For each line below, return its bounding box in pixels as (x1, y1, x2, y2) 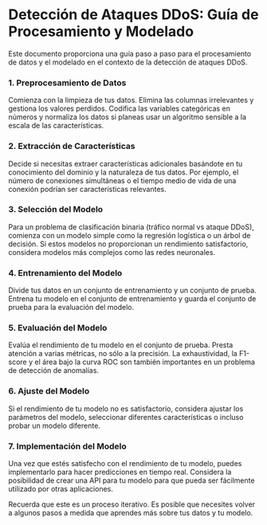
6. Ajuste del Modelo (8, 386, 90, 397)
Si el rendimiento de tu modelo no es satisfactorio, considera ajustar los (8, 404, 244, 413)
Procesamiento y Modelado (8, 22, 194, 41)
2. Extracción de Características (8, 141, 135, 152)
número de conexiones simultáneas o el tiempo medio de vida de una (8, 175, 237, 185)
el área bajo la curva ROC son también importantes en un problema (34, 357, 255, 367)
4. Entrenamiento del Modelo (8, 267, 123, 278)
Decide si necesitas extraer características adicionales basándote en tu (8, 159, 243, 168)
